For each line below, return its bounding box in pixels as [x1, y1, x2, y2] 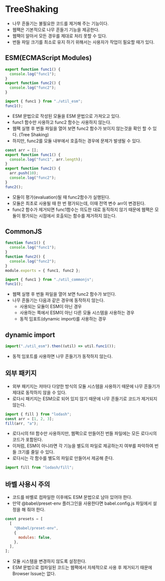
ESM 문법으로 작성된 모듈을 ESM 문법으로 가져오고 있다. [12, 113, 121, 119]
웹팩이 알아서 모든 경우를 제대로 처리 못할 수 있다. [12, 33, 107, 39]
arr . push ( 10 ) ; [9, 171, 39, 176]
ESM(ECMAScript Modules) [5, 53, 92, 62]
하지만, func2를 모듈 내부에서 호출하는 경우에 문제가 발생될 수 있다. [12, 138, 142, 144]
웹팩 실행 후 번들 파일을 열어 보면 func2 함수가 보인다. [12, 291, 117, 297]
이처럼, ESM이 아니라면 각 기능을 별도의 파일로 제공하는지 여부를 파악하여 [12, 443, 154, 449]
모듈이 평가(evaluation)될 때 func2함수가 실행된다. [12, 194, 111, 200]
